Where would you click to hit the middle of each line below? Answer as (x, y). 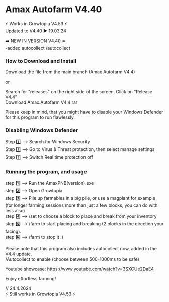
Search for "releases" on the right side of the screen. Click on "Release (79, 92)
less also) (15, 210)
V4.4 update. (19, 254)
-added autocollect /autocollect (38, 48)
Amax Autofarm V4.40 (54, 9)
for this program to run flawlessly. (40, 117)
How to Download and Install (41, 61)
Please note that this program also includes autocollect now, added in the (81, 248)
